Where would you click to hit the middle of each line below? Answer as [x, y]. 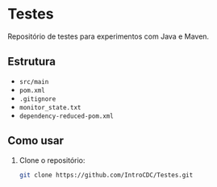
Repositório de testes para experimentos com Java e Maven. [108, 36]
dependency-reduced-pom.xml [66, 116]
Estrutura [32, 62]
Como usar [36, 141]
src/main [34, 81]
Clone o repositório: [52, 160]
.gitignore [38, 99]
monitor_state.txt [50, 107]
